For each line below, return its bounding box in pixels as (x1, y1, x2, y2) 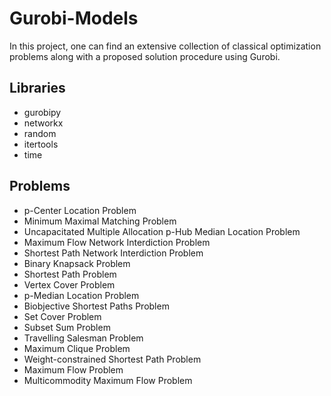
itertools (23, 138, 59, 150)
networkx (23, 117, 64, 129)
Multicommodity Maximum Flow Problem (23, 374, 193, 386)
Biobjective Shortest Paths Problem (23, 300, 170, 312)
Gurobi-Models (9, 7, 139, 30)
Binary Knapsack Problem (23, 257, 131, 269)
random (23, 127, 57, 139)
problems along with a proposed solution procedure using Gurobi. (9, 50, 281, 62)
